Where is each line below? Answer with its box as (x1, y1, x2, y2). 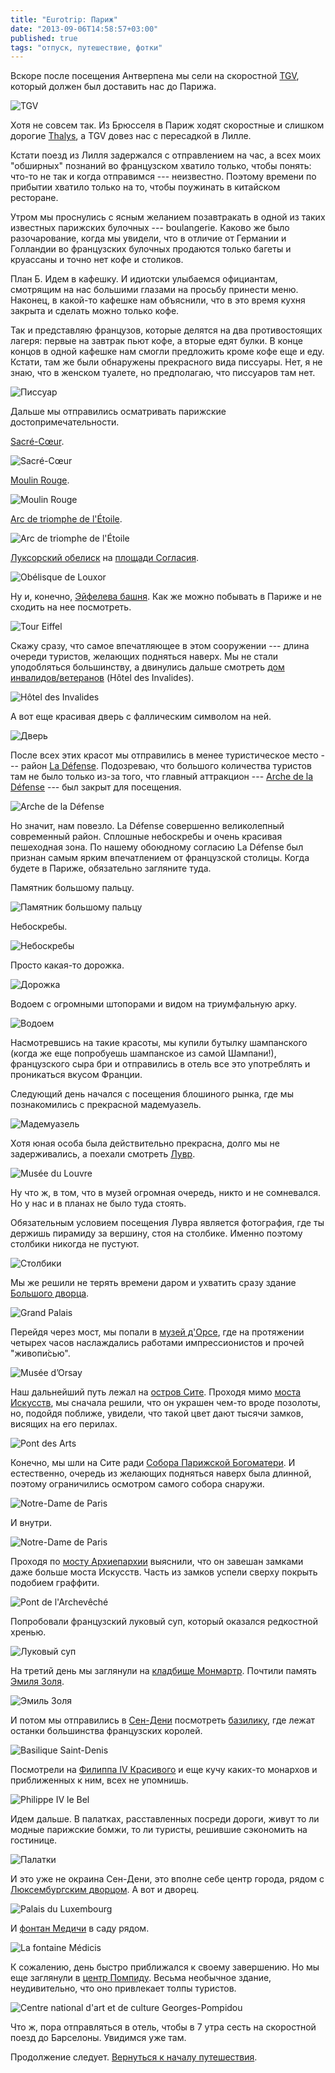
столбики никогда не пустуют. (10, 1238, 140, 1250)
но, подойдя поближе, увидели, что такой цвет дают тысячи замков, (10, 1407, 304, 1420)
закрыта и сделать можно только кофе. (10, 305, 180, 317)
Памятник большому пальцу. (10, 882, 135, 894)
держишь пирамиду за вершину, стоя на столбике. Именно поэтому (10, 1227, 303, 1240)
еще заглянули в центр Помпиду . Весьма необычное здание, (10, 1972, 272, 1984)
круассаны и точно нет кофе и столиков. (10, 254, 184, 266)
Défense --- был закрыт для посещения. (10, 781, 182, 793)
